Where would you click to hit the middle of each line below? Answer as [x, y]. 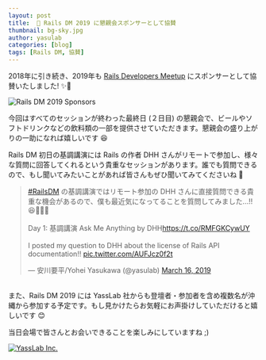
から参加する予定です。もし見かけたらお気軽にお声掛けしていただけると [133, 305]
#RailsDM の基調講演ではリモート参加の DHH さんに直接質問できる [137, 191]
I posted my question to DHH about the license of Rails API [123, 245]
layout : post [30, 15]
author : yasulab [35, 38]
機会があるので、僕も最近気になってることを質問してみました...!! [147, 201]
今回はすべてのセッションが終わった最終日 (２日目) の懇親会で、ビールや [127, 118]
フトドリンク [29, 128]
